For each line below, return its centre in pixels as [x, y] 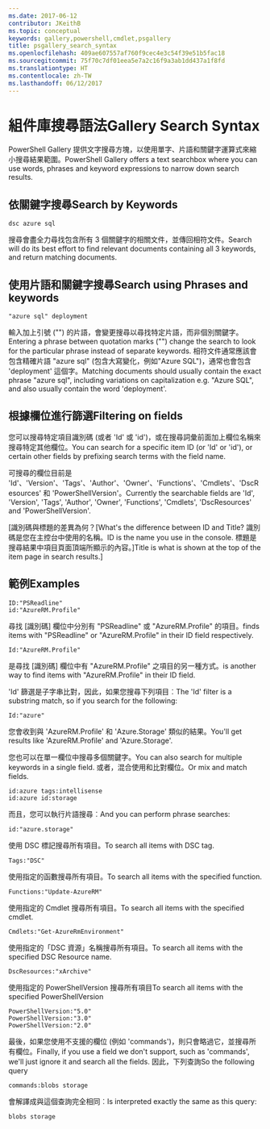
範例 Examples [44, 584]
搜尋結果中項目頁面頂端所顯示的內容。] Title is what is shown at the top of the [135, 547]
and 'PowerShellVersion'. [50, 510]
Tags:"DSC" [27, 860]
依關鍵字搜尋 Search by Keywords [93, 204]
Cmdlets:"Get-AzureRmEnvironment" [66, 931]
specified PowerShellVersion [56, 996]
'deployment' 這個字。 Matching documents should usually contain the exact [135, 371]
